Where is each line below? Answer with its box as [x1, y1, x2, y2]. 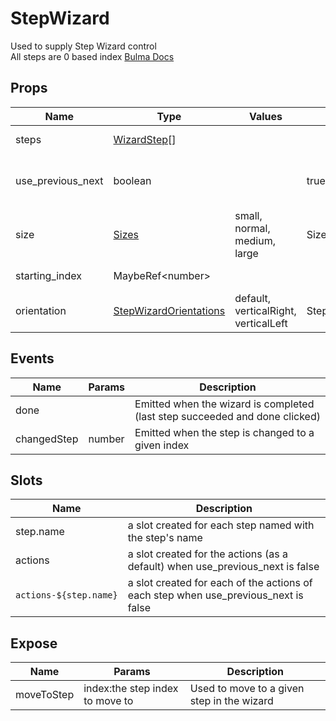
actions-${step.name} [15, 590, 118, 601]
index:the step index [83, 682, 179, 696]
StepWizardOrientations [113, 303, 226, 317]
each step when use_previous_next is [127, 588, 304, 602]
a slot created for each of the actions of [127, 576, 313, 590]
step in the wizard [189, 694, 274, 708]
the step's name [127, 531, 203, 545]
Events [10, 350, 55, 367]
